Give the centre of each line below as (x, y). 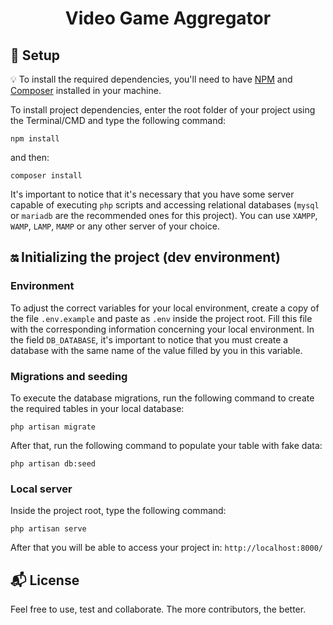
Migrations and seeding (69, 376)
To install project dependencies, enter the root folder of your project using (163, 110)
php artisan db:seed (53, 463)
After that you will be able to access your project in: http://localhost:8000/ (166, 548)
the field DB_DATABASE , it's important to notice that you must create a (149, 339)
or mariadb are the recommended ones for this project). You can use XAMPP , (164, 215)
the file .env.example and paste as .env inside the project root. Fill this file (161, 318)
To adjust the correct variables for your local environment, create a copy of (165, 308)
